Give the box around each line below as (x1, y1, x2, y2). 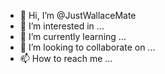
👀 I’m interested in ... (19, 20, 105, 32)
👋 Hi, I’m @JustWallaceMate (19, 10, 137, 21)
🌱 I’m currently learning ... (19, 31, 127, 42)
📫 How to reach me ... (19, 53, 113, 64)
